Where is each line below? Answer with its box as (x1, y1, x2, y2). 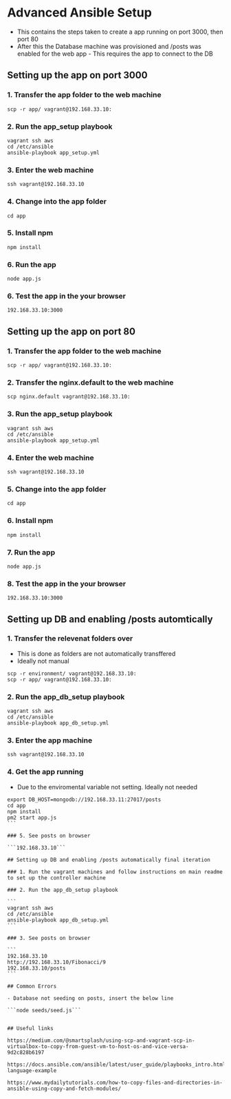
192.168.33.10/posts (7, 965, 67, 972)
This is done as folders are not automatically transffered (16, 649, 176, 658)
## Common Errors (7, 983, 57, 990)
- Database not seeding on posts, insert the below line (7, 994, 174, 1002)
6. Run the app (7, 259, 56, 269)
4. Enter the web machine (7, 453, 94, 462)
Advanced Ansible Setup (7, 5, 153, 21)
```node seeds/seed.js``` (7, 1007, 81, 1014)
